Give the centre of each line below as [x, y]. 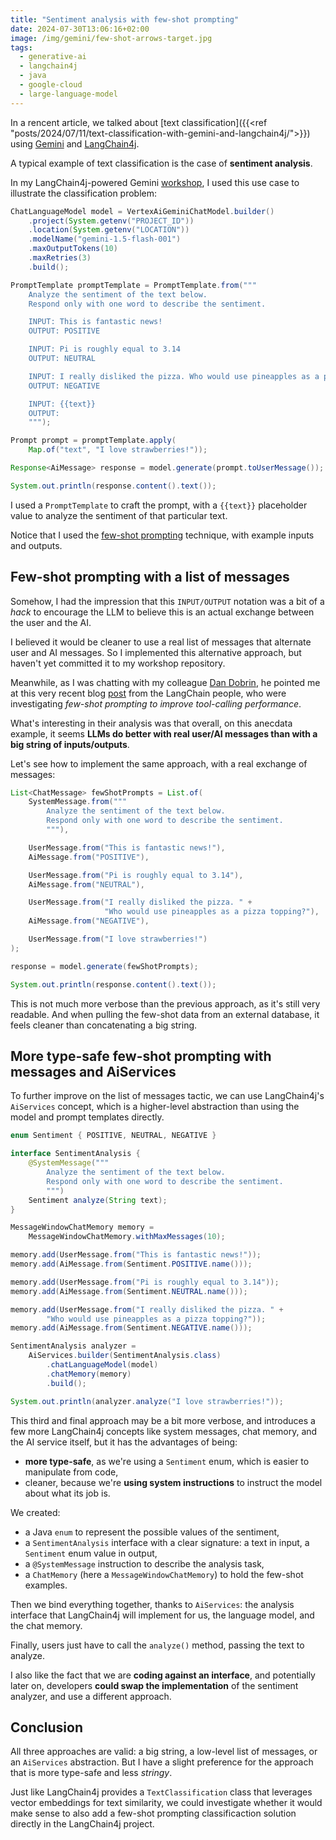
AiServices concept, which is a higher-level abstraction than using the [155, 1107]
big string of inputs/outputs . [70, 744]
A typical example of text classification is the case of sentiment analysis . [161, 163]
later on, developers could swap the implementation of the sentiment [154, 1685]
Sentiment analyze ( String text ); [98, 1200]
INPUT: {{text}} [62, 404]
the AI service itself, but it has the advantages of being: [124, 1442]
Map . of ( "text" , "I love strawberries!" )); [118, 450]
